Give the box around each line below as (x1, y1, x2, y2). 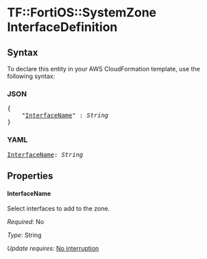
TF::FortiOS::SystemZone (7, 5, 156, 21)
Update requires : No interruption (7, 245, 99, 253)
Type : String (7, 231, 42, 239)
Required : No (7, 218, 45, 226)
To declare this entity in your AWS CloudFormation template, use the (7, 65, 200, 73)
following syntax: (7, 72, 56, 80)
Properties (7, 170, 53, 182)
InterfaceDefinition (7, 19, 118, 35)
